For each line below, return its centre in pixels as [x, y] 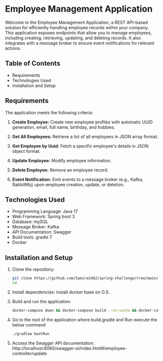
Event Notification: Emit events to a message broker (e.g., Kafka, [78, 179]
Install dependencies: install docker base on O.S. [61, 292]
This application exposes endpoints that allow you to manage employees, [79, 33]
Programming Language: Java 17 [45, 211]
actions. [13, 48]
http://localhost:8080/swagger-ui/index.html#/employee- [70, 348]
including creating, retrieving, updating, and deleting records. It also [73, 38]
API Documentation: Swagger [42, 232]
